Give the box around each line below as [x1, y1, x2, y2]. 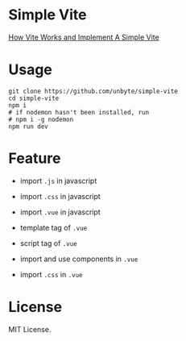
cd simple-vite [8, 94, 60, 102]
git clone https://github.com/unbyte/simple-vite [8, 87, 179, 95]
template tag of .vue [19, 222, 88, 232]
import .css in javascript [19, 191, 101, 201]
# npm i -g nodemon [8, 115, 74, 123]
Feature [8, 149, 61, 168]
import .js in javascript [19, 176, 97, 185]
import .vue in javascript [19, 207, 101, 217]
